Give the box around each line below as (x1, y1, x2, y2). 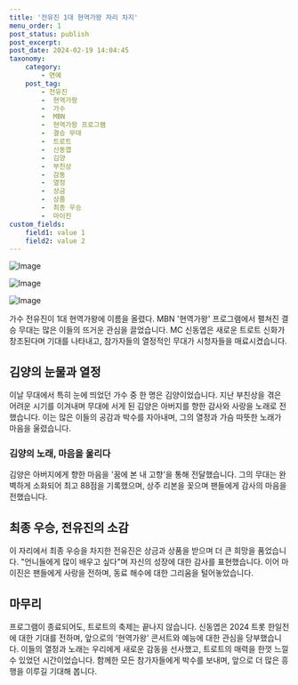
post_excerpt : (9, 37, 62, 47)
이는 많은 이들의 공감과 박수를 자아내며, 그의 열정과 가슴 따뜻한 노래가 (42, 412, 282, 423)
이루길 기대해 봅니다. (25, 665, 98, 676)
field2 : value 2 (25, 237, 86, 246)
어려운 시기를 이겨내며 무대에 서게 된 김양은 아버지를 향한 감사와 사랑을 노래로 (9, 401, 278, 412)
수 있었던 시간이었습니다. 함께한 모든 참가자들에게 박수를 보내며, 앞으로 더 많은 (9, 655, 280, 665)
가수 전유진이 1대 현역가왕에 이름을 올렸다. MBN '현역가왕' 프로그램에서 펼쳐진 (9, 313, 280, 325)
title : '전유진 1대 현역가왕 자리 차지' (9, 12, 139, 22)
